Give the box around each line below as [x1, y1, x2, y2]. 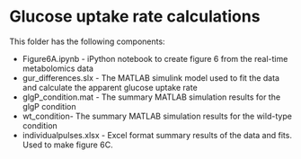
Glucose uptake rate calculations [9, 6, 261, 27]
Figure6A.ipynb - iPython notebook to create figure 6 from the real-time [22, 53, 288, 64]
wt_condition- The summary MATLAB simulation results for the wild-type [22, 110, 292, 121]
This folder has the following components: [9, 36, 165, 47]
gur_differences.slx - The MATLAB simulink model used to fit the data [22, 72, 280, 83]
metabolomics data [22, 63, 94, 74]
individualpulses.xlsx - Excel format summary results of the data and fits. [22, 129, 292, 140]
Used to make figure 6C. [22, 139, 114, 150]
